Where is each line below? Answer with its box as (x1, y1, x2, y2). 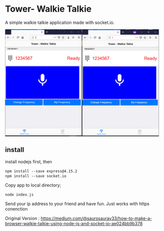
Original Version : (5, 215, 40, 221)
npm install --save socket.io (5, 173, 67, 178)
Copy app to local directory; (5, 182, 61, 188)
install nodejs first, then (5, 158, 52, 164)
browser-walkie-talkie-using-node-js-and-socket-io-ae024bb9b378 (5, 220, 143, 226)
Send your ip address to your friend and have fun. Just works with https (5, 201, 150, 207)
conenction (5, 206, 28, 212)
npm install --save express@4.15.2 (5, 169, 78, 173)
